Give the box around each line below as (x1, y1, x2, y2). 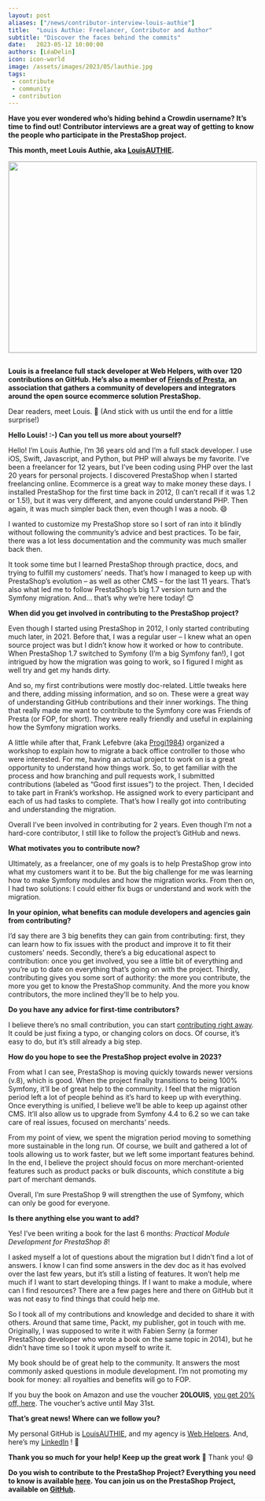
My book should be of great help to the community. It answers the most (8, 1359, 240, 1368)
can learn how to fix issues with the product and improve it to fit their (8, 940, 232, 949)
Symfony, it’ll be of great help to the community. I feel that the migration (8, 1084, 241, 1094)
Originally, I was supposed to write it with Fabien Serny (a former (8, 1326, 219, 1336)
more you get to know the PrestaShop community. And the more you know (8, 982, 250, 991)
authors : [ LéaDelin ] (8, 48, 76, 56)
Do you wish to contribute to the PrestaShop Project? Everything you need (8, 1468, 256, 1477)
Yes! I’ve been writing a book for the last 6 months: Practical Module (8, 1229, 230, 1238)
